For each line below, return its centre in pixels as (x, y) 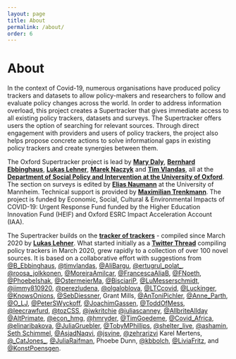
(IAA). (16, 222)
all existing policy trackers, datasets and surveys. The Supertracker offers (114, 118)
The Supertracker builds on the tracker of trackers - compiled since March (116, 236)
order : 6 (20, 34)
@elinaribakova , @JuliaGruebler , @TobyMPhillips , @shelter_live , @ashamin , (118, 326)
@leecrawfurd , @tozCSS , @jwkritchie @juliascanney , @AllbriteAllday (107, 311)
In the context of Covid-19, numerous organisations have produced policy (114, 88)
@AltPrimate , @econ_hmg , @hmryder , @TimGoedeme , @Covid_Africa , (111, 318)
